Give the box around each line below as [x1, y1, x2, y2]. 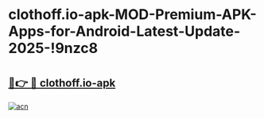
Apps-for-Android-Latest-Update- [8, 22, 241, 40]
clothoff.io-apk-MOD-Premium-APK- [8, 6, 257, 24]
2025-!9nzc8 [8, 40, 98, 57]
